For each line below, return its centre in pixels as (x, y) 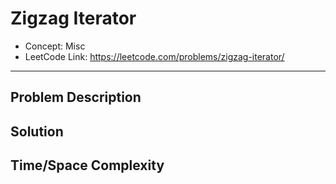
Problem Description (76, 97)
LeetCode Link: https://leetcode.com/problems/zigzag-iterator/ (154, 56)
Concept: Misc (55, 46)
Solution (37, 131)
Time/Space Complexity (87, 165)
